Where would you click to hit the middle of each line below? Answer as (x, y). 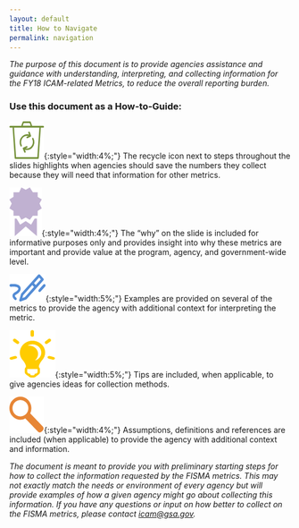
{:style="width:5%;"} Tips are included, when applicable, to (164, 374)
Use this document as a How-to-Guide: (96, 106)
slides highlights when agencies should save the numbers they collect (138, 165)
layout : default (39, 19)
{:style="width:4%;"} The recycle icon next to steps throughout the (167, 156)
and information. (39, 448)
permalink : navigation (51, 38)
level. (19, 261)
